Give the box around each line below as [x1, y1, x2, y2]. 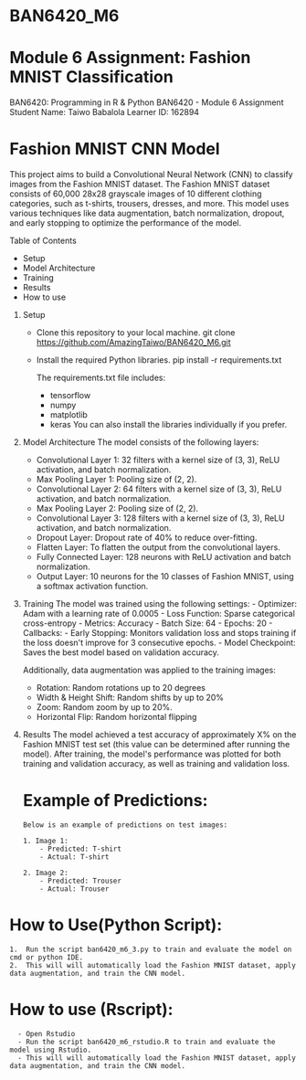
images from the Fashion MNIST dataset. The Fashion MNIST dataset [9, 179, 270, 190]
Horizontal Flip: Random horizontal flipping [36, 712, 197, 723]
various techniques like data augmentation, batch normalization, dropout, [9, 207, 285, 219]
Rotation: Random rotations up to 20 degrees [36, 683, 206, 694]
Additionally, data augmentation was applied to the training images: [22, 664, 277, 676]
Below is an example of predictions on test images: [22, 821, 228, 830]
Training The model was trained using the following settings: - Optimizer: [22, 598, 297, 609]
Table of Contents [9, 235, 78, 247]
